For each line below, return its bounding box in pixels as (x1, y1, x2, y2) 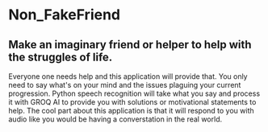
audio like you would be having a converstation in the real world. (8, 114, 223, 124)
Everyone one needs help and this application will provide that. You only (8, 72, 248, 81)
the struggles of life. (8, 50, 113, 64)
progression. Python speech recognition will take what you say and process (8, 89, 261, 98)
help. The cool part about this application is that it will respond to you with (8, 106, 254, 115)
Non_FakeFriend (8, 6, 121, 24)
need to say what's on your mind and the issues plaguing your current (8, 80, 241, 89)
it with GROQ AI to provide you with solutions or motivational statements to (8, 97, 257, 106)
